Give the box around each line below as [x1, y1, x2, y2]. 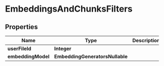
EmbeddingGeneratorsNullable [54, 53, 128, 60]
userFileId [7, 45, 32, 52]
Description [132, 37, 160, 44]
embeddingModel [7, 53, 50, 60]
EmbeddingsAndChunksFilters [5, 3, 133, 15]
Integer [54, 45, 72, 52]
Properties [5, 23, 38, 31]
